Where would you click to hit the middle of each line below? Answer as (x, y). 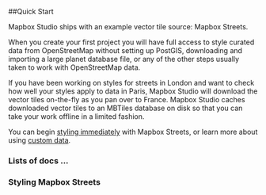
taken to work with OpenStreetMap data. (74, 67)
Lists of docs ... (38, 160)
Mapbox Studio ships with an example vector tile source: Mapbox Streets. (128, 27)
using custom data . (40, 140)
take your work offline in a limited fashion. (76, 117)
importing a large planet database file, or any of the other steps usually (124, 59)
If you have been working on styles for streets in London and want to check (131, 83)
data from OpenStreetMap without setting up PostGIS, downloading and (125, 50)
